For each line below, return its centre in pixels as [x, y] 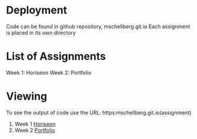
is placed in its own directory [41, 32]
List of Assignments [56, 57]
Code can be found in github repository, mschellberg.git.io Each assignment [98, 26]
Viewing [27, 96]
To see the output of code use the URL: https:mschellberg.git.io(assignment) [99, 113]
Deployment [37, 10]
